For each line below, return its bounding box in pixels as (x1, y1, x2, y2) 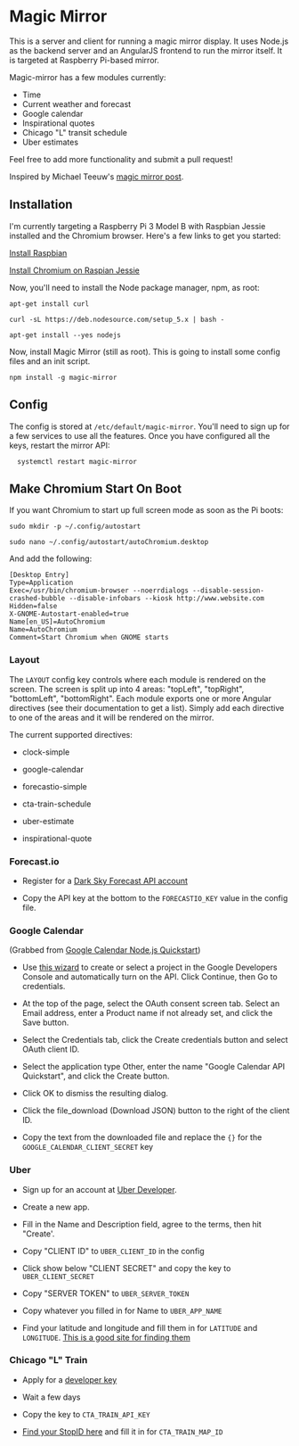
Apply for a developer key (21, 1374, 117, 1384)
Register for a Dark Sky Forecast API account (21, 875, 189, 886)
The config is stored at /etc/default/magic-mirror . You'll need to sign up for (9, 421, 290, 432)
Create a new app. (21, 1202, 91, 1212)
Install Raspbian (9, 247, 68, 258)
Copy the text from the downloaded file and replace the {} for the (21, 1132, 263, 1143)
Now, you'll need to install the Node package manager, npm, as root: (9, 282, 260, 293)
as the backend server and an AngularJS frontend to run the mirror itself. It (9, 45, 283, 55)
